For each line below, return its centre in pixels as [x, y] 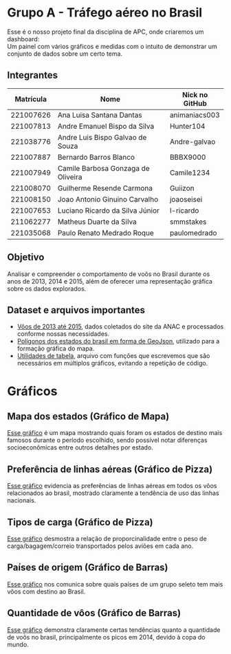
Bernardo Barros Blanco [96, 157]
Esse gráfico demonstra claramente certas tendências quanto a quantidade [114, 630]
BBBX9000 [188, 157]
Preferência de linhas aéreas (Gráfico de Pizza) [110, 469]
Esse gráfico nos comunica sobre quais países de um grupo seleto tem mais [115, 584]
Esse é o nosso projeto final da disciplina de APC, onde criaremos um [106, 32]
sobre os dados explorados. [47, 288]
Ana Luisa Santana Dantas [100, 115]
